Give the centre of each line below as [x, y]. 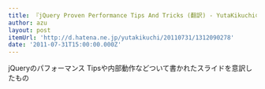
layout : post [30, 30]
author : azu [28, 23]
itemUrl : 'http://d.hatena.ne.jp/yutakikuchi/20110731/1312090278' [121, 37]
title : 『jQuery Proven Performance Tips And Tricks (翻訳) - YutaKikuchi [132, 15]
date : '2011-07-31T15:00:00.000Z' [65, 45]
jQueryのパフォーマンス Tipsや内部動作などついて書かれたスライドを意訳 [127, 69]
